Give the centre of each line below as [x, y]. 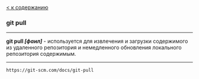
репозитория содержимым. [41, 54]
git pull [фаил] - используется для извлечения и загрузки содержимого [97, 41]
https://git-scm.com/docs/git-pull [50, 70]
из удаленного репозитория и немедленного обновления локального [94, 48]
